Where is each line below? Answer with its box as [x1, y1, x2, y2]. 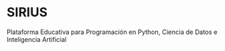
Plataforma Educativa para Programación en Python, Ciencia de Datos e [6, 28, 218, 36]
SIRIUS [6, 4, 48, 21]
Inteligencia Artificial [6, 35, 67, 43]
